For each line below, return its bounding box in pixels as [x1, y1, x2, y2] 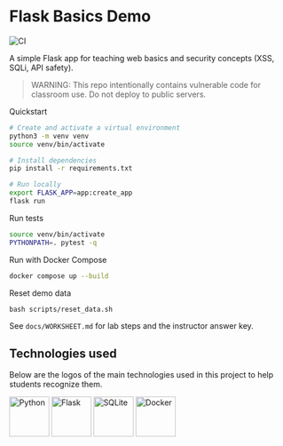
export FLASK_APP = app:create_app [9, 188, 133, 197]
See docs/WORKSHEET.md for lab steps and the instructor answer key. [9, 320, 255, 331]
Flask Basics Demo [9, 6, 152, 27]
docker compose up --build [9, 271, 109, 281]
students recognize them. [9, 379, 103, 390]
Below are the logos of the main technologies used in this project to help [9, 370, 274, 380]
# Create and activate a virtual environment [9, 123, 180, 132]
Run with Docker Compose [9, 254, 107, 265]
